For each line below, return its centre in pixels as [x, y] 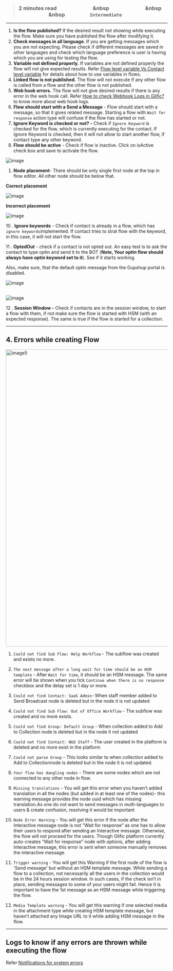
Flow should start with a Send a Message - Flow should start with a [85, 107]
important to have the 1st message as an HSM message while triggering [89, 890]
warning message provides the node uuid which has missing [77, 799]
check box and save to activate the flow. [56, 151]
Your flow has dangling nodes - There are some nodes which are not [87, 772]
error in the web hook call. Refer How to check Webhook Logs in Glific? [89, 96]
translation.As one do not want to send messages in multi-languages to [89, 804]
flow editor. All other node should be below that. [64, 176]
